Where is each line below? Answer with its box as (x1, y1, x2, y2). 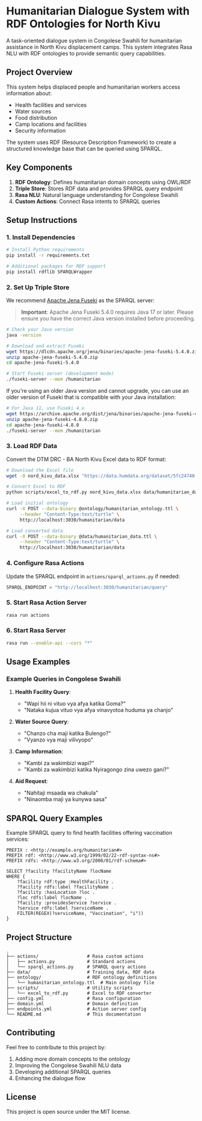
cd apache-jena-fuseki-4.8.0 (6, 422, 79, 428)
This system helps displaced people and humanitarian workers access (6, 83, 180, 90)
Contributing (6, 1028, 55, 1038)
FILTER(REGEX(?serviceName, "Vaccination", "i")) (17, 911, 144, 917)
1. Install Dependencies (6, 233, 76, 242)
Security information (14, 126, 66, 134)
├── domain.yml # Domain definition (6, 1001, 138, 1007)
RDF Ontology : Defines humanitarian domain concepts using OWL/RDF (14, 178, 192, 186)
